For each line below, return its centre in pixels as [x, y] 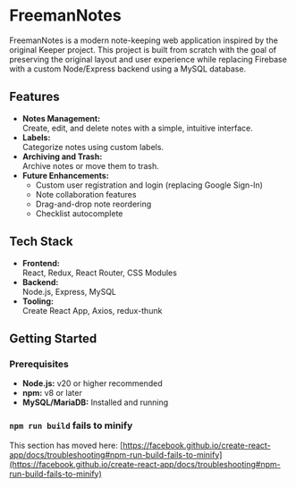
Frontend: [41, 263]
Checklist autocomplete [79, 213]
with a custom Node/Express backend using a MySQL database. [128, 69]
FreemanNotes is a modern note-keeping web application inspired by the [144, 40]
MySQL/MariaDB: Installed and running [95, 402]
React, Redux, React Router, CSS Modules [99, 273]
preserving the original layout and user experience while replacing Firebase [148, 59]
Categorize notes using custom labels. [93, 147]
